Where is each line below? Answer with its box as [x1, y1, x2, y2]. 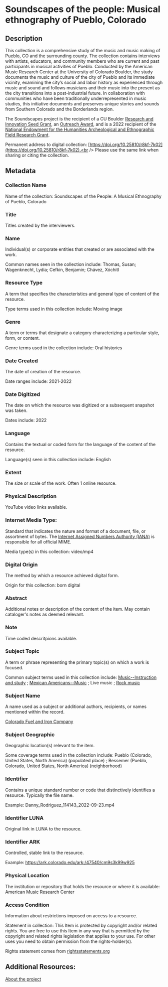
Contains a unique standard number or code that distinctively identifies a [5, 787, 155, 793]
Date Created [5, 357, 38, 364]
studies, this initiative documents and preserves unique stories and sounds [5, 101, 159, 106]
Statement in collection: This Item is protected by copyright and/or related [5, 922, 157, 928]
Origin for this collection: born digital [5, 582, 81, 588]
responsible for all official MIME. [5, 538, 71, 545]
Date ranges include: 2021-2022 [5, 378, 72, 384]
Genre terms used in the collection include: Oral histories [5, 345, 122, 351]
